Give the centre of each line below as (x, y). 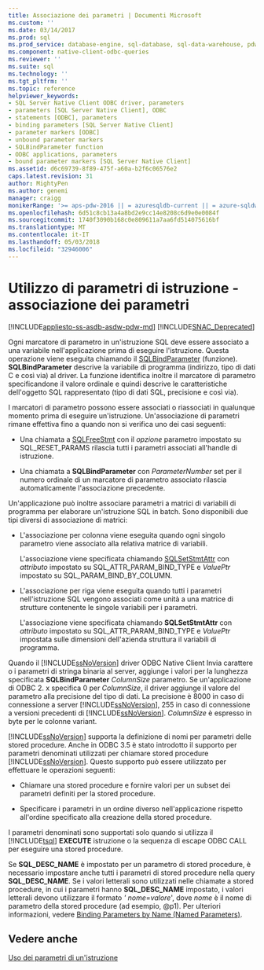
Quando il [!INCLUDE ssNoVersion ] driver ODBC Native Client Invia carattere (131, 663)
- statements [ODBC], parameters (63, 118)
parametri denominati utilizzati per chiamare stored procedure (108, 753)
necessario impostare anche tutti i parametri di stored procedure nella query (132, 873)
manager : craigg (35, 198)
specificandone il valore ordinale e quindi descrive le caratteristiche (118, 384)
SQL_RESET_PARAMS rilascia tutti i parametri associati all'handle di (128, 447)
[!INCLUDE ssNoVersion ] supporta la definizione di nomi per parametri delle (130, 737)
